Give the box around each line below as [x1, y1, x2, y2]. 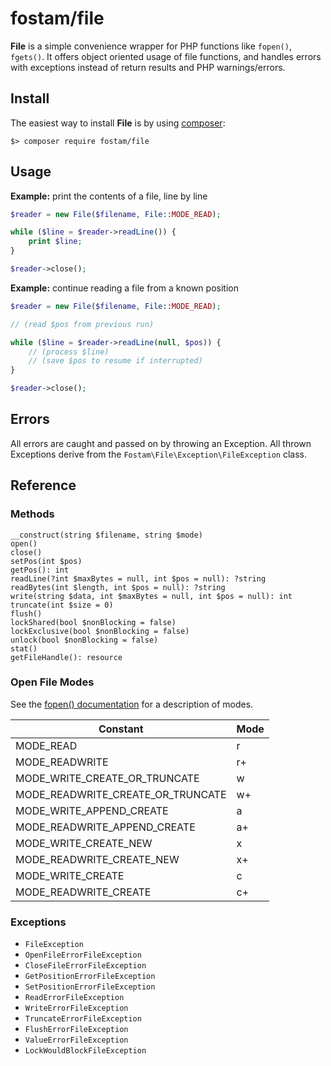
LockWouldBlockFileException [24, 1046, 147, 1056]
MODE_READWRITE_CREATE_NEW [15, 852, 180, 866]
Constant [98, 722, 144, 736]
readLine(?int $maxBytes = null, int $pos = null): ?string [10, 573, 267, 584]
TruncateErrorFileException [24, 1014, 142, 1024]
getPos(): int [10, 565, 70, 575]
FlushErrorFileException [24, 1025, 129, 1035]
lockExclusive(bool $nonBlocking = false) [10, 626, 190, 636]
